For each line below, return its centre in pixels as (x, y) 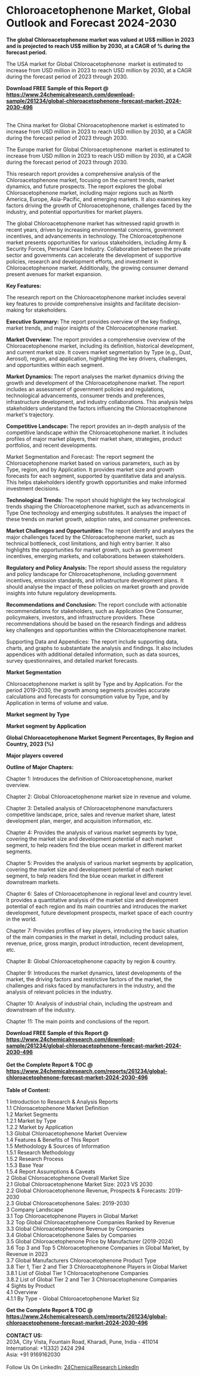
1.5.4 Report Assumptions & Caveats (51, 1171)
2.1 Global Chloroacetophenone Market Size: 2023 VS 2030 (79, 1184)
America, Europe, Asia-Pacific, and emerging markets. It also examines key (99, 199)
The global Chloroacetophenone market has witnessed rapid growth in (93, 223)
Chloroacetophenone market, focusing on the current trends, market (90, 180)
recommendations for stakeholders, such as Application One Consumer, (95, 611)
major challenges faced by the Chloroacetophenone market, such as (90, 537)
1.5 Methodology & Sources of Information (58, 1146)
